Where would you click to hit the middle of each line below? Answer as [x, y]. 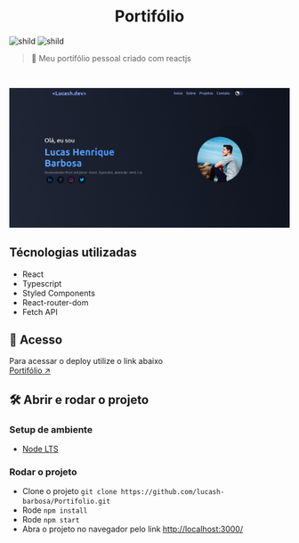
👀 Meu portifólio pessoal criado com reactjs [111, 58]
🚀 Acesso [36, 340]
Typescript [42, 283]
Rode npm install [55, 510]
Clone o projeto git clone [69, 491]
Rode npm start [51, 520]
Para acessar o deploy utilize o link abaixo [86, 361]
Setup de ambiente [51, 429]
